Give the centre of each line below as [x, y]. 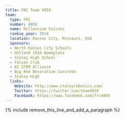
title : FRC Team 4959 [28, 10]
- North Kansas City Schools [41, 48]
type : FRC [20, 19]
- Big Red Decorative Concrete [43, 72]
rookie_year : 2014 [29, 34]
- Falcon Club [25, 62]
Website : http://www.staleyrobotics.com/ [59, 86]
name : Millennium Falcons [37, 29]
